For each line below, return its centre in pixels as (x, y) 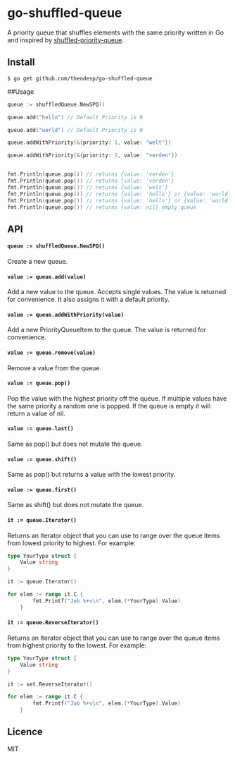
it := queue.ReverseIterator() (53, 623)
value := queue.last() (40, 429)
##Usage (21, 91)
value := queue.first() (42, 490)
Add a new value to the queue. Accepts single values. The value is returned (117, 292)
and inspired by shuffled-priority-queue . (66, 40)
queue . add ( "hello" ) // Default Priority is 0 (75, 117)
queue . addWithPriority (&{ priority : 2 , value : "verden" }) (93, 156)
